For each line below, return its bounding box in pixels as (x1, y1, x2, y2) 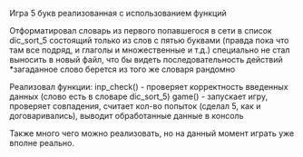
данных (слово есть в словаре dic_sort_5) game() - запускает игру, (9, 91, 269, 102)
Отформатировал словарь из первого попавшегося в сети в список (9, 25, 272, 35)
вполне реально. (9, 138, 75, 148)
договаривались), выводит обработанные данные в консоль (9, 111, 244, 121)
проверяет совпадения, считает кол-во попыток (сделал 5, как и (9, 101, 261, 112)
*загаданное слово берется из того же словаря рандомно (9, 64, 236, 74)
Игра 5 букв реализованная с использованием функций (9, 8, 227, 18)
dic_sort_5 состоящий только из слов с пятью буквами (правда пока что (9, 35, 289, 45)
